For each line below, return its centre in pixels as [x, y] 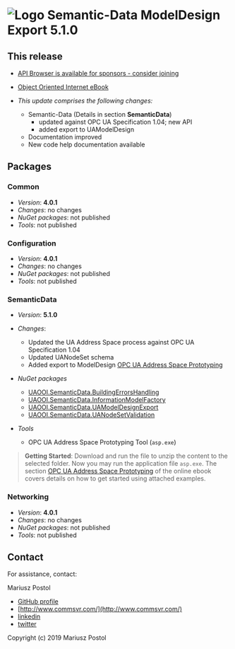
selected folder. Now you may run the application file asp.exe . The [121, 464]
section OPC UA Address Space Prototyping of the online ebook [118, 471]
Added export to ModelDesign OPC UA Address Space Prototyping [126, 365]
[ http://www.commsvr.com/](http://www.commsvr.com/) [100, 609]
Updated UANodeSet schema [71, 357]
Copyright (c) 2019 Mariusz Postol [57, 638]
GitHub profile [38, 602]
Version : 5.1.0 [37, 315]
